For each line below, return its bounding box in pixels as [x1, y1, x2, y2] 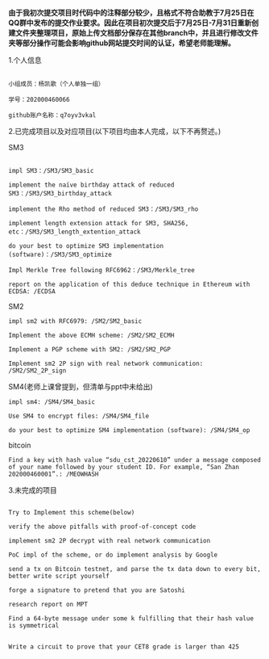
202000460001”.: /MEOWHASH [8, 470, 99, 478]
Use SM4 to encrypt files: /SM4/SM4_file [8, 412, 150, 420]
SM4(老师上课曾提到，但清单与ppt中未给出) [8, 382, 153, 391]
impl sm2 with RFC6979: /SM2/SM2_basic [8, 317, 143, 325]
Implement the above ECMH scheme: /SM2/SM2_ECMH [8, 331, 175, 339]
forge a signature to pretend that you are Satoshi [8, 586, 185, 594]
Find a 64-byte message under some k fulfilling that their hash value [8, 615, 254, 623]
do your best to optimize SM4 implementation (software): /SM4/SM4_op [8, 426, 250, 434]
